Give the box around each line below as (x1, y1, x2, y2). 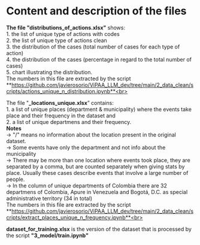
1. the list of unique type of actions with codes (6, 30, 120, 37)
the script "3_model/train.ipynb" (6, 232, 89, 239)
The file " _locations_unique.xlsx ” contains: (6, 99, 114, 106)
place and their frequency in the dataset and (6, 112, 116, 119)
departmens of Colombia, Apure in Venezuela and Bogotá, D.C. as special (6, 188, 188, 195)
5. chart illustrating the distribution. (6, 68, 93, 75)
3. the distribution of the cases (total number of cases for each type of (6, 43, 180, 50)
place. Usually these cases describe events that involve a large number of (6, 169, 189, 176)
